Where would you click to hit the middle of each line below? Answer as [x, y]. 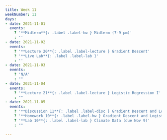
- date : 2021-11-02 [25, 42]
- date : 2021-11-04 [25, 83]
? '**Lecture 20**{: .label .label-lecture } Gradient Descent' [82, 51]
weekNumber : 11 [21, 14]
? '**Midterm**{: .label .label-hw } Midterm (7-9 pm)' [73, 33]
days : [11, 19]
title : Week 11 [21, 10]
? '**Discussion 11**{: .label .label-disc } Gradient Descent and [85, 111]
